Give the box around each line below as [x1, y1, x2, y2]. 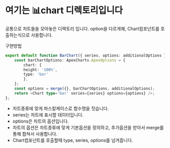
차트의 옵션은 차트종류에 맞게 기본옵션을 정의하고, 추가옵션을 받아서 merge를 [12, 124, 164, 130]
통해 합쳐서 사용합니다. [12, 131, 58, 137]
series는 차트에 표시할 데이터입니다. [12, 111, 83, 117]
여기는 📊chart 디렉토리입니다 [5, 5, 123, 16]
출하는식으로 [5, 32, 30, 38]
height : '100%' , [23, 67, 58, 72]
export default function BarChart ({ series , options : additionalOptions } [5, 53, 166, 58]
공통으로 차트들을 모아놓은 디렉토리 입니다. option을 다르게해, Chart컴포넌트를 [5, 25, 160, 32]
